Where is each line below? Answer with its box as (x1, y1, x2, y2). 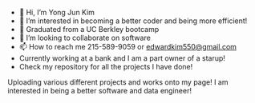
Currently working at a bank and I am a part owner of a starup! (18, 53, 226, 63)
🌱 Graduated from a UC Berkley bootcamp (18, 25, 160, 34)
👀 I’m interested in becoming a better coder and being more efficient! (18, 16, 248, 26)
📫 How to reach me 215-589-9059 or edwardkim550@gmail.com (18, 42, 237, 51)
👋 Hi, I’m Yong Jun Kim (18, 8, 95, 17)
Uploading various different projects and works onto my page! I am (7, 77, 229, 87)
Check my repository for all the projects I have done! (18, 62, 193, 71)
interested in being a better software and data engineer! (7, 86, 192, 95)
